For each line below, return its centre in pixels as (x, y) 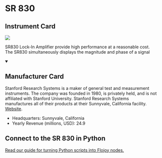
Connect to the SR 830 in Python (55, 138)
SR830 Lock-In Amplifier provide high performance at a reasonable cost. (77, 47)
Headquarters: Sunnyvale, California (48, 118)
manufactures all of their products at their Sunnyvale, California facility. (76, 103)
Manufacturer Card (35, 77)
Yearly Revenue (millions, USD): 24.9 (49, 123)
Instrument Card (30, 26)
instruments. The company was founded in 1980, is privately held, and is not (81, 93)
